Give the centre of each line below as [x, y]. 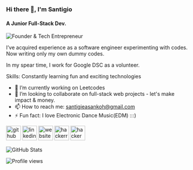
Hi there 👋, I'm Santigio [39, 9]
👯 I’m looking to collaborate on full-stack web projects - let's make [94, 94]
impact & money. [35, 100]
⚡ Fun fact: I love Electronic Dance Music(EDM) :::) [75, 116]
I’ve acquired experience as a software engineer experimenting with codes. [97, 48]
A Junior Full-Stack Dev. [36, 23]
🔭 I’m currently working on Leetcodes [60, 88]
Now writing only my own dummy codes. [55, 54]
